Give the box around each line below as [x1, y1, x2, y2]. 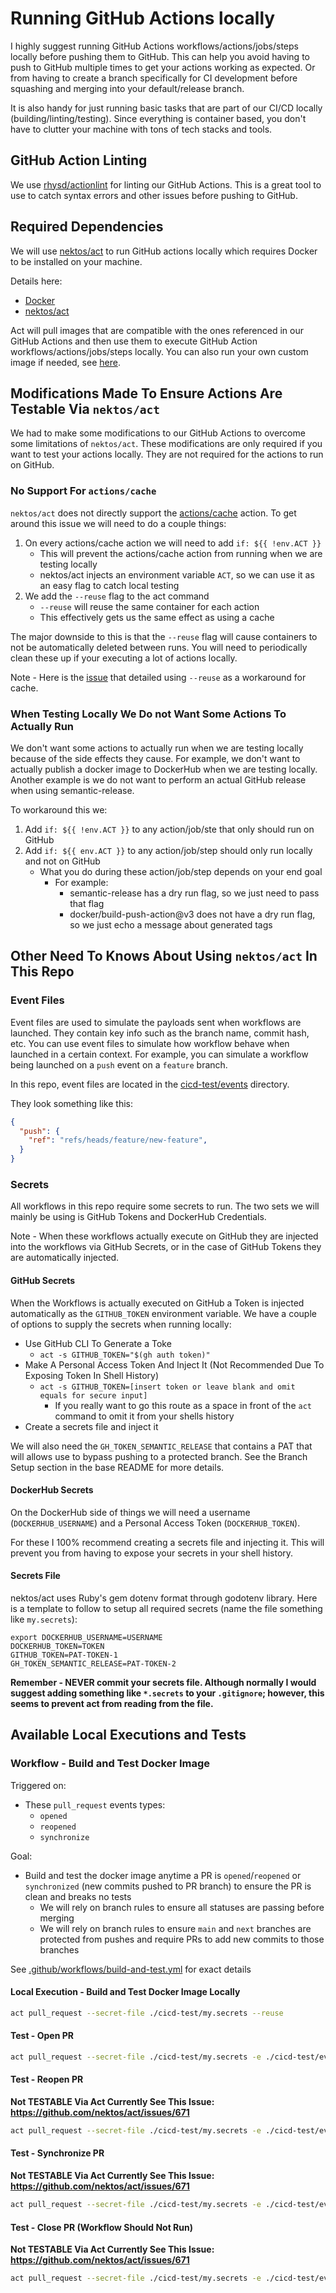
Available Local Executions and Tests [10, 1727, 247, 1744]
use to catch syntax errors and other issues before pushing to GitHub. [10, 189, 298, 201]
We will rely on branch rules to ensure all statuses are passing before [39, 1901, 325, 1913]
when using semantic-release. [10, 784, 135, 796]
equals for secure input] [39, 1390, 148, 1401]
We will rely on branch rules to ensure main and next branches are [39, 1922, 312, 1934]
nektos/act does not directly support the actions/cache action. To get [10, 507, 297, 519]
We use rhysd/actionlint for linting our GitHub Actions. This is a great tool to [10, 178, 322, 191]
